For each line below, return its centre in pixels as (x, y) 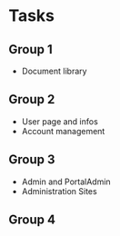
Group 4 (32, 220)
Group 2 (32, 99)
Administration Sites (59, 191)
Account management (63, 131)
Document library (54, 71)
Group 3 (32, 160)
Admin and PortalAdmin (66, 182)
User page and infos (60, 121)
